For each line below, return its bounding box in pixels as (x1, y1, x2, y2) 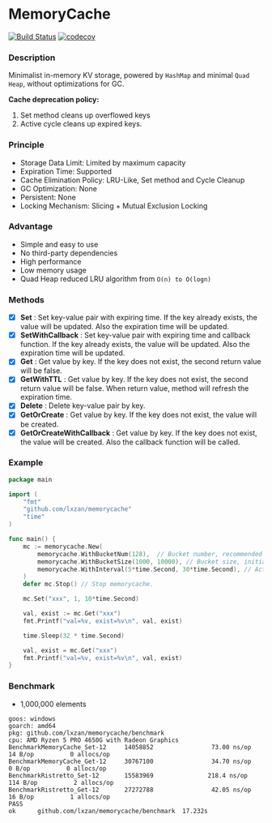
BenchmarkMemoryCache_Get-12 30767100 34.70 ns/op (8, 757, 252, 765)
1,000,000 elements (19, 699, 87, 709)
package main (8, 475, 53, 483)
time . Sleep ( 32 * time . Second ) (23, 632, 125, 640)
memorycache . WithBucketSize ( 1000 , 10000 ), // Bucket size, (37, 557, 241, 566)
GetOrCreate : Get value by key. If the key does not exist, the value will (19, 410, 257, 420)
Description (8, 52, 56, 63)
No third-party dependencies (19, 248, 118, 258)
